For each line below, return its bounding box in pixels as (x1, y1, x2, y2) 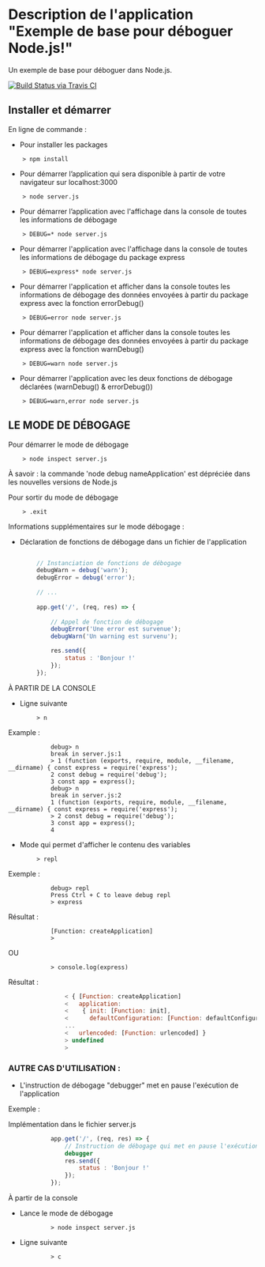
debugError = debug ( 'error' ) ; (36, 574, 136, 582)
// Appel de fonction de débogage (50, 618, 164, 626)
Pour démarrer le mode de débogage (8, 439, 129, 449)
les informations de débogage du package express (19, 252, 185, 262)
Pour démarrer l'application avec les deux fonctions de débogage (19, 373, 233, 383)
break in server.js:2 (50, 791, 122, 799)
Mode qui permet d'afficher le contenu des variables (19, 839, 191, 849)
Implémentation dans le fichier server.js (8, 1119, 136, 1129)
